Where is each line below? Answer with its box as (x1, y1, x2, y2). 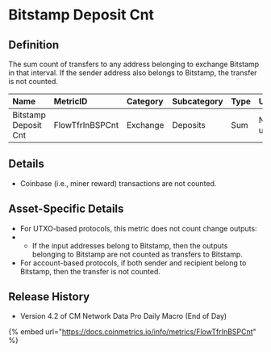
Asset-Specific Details (8, 202, 124, 216)
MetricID (53, 95, 88, 107)
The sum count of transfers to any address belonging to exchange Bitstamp (8, 59, 260, 69)
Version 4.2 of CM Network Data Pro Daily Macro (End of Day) (19, 312, 227, 321)
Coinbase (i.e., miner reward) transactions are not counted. (19, 178, 217, 188)
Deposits (172, 120, 206, 130)
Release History (8, 290, 90, 304)
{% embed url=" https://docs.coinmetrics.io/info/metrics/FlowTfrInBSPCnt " (8, 327, 256, 337)
